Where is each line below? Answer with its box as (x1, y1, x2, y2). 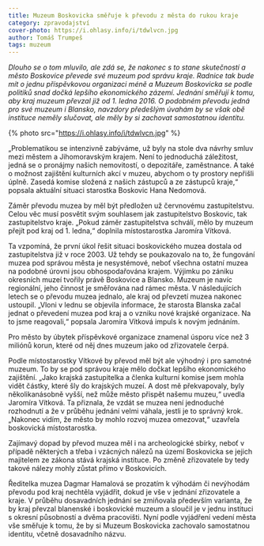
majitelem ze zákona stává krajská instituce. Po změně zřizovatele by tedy (8, 455, 250, 465)
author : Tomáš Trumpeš (8, 33, 83, 42)
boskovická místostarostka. (8, 424, 97, 433)
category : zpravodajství (8, 19, 90, 27)
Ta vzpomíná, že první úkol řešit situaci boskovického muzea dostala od (8, 242, 243, 251)
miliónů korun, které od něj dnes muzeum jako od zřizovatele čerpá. (8, 341, 229, 350)
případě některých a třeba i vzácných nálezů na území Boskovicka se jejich (8, 447, 253, 457)
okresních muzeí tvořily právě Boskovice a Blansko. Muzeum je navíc (8, 275, 233, 284)
